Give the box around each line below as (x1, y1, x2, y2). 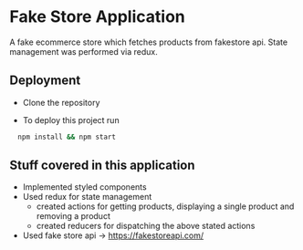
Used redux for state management (22, 192, 152, 203)
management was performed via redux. (9, 46, 158, 57)
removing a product (36, 211, 111, 222)
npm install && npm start (17, 132, 117, 141)
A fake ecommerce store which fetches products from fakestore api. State (9, 36, 288, 47)
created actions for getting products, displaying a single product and (36, 201, 295, 212)
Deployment (9, 73, 81, 89)
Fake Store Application (9, 6, 185, 27)
